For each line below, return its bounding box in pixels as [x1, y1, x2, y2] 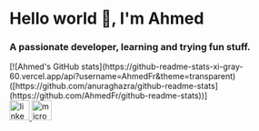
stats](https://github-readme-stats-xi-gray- [81, 61, 244, 72]
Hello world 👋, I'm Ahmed [9, 8, 204, 29]
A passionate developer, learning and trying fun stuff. [9, 41, 252, 54]
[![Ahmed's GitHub [9, 61, 80, 72]
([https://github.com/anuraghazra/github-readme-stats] [9, 81, 218, 92]
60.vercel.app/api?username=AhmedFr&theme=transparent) [9, 71, 236, 82]
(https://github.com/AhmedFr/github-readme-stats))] [9, 90, 208, 101]
